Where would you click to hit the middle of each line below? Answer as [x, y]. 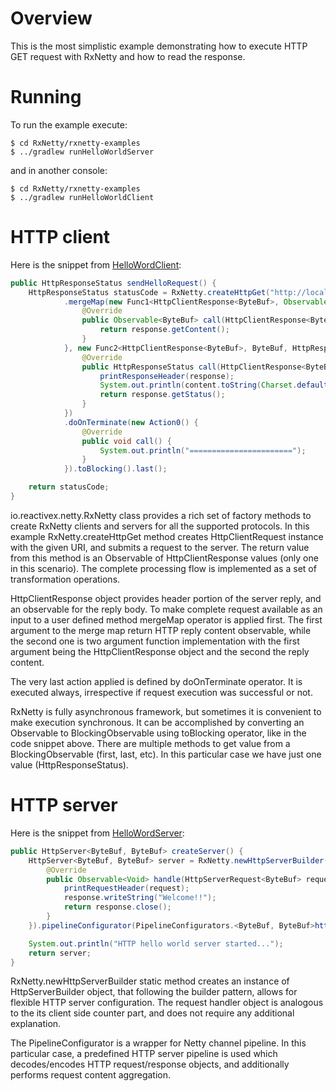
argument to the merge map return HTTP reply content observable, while [161, 630]
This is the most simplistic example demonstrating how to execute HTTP [159, 46]
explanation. [36, 1024]
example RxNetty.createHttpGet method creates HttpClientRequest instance [167, 536]
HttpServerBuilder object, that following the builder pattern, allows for [154, 992]
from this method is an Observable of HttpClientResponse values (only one [164, 558]
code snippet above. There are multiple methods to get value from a [150, 743]
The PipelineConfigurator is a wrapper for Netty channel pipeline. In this [158, 1043]
